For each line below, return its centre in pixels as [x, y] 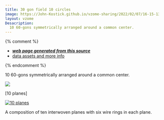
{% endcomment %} [26, 66]
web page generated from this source [51, 51]
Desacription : [20, 23]
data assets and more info [38, 56]
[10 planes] [16, 93]
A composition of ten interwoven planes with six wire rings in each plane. [79, 112]
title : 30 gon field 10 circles [38, 9]
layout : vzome [20, 18]
